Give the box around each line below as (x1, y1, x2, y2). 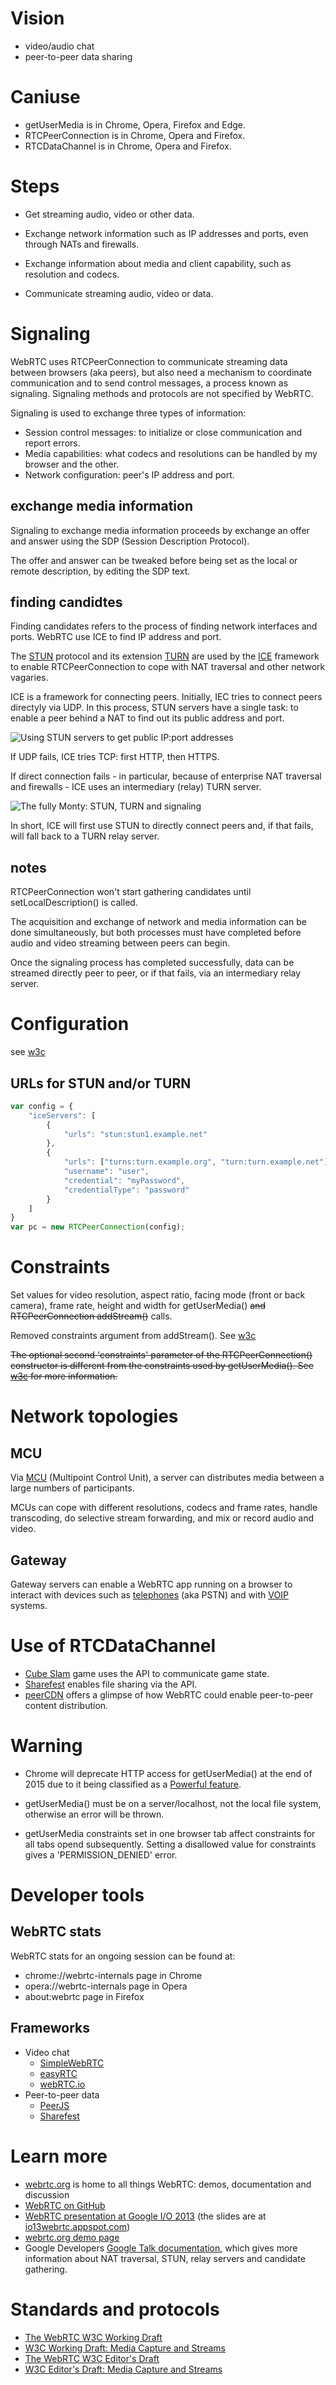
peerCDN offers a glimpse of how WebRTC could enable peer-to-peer (24, 1688, 314, 1701)
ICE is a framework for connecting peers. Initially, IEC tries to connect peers (10, 691, 323, 703)
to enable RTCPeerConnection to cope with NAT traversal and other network (10, 661, 326, 673)
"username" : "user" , (63, 1167, 150, 1177)
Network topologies (10, 1405, 179, 1428)
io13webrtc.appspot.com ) (24, 2220, 131, 2232)
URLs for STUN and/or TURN (10, 1075, 192, 1092)
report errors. (24, 437, 81, 449)
